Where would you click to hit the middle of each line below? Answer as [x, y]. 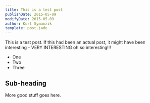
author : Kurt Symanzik [28, 24]
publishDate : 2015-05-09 [31, 14]
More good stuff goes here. [33, 95]
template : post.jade [26, 28]
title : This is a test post [34, 10]
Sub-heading [26, 83]
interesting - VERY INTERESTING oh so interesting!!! [58, 48]
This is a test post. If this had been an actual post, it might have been [75, 42]
